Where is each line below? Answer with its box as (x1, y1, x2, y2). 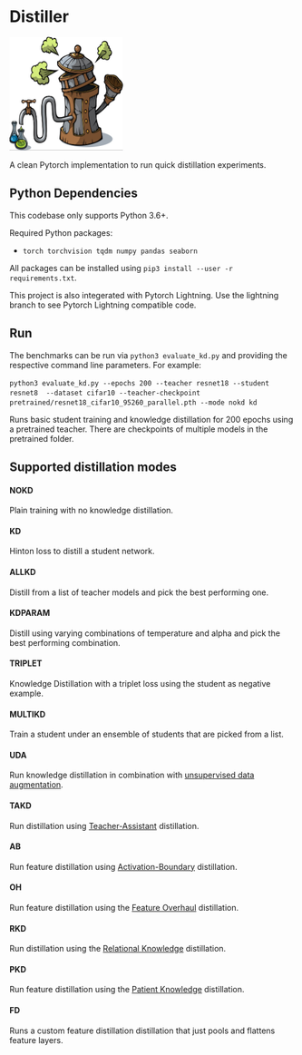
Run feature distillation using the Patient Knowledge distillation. (9, 984, 245, 995)
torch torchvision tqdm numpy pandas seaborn (22, 247, 198, 256)
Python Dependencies (9, 186, 138, 201)
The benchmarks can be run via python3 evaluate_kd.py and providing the (9, 349, 287, 360)
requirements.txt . (9, 272, 77, 283)
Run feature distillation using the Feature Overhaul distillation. (9, 902, 239, 913)
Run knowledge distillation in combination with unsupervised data (9, 769, 255, 781)
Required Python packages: (9, 227, 113, 238)
